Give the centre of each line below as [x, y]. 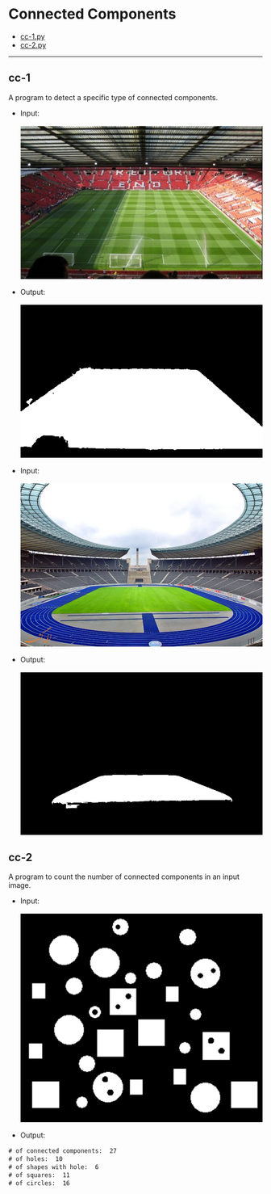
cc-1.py [33, 36]
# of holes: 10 [35, 1159]
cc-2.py [33, 44]
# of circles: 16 [39, 1183]
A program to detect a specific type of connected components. [113, 97]
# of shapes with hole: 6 [54, 1167]
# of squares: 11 [39, 1175]
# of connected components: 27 [63, 1151]
